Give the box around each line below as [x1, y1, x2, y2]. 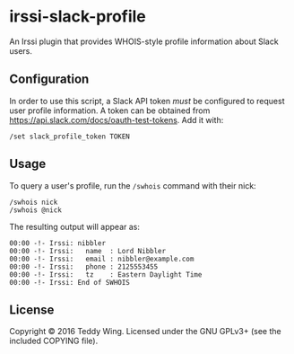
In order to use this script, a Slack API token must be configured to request [9, 95, 285, 106]
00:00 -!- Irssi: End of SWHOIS [9, 278, 130, 287]
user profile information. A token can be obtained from [9, 105, 211, 116]
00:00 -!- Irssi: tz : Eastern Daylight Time [9, 270, 203, 279]
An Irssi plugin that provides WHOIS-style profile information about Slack [9, 36, 280, 47]
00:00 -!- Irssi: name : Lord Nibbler [9, 246, 167, 255]
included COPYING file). [9, 335, 99, 347]
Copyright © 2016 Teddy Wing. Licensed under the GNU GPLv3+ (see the [9, 326, 281, 337]
